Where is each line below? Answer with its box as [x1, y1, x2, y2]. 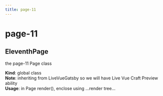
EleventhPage [5, 47, 49, 56]
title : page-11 [5, 7, 36, 12]
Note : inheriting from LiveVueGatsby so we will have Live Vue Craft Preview [5, 75, 159, 81]
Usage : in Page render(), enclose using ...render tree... [5, 85, 116, 91]
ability [5, 80, 18, 86]
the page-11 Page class [5, 60, 52, 66]
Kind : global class [5, 70, 42, 76]
